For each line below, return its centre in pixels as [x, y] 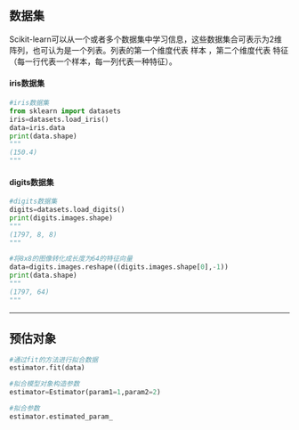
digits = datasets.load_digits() [67, 210]
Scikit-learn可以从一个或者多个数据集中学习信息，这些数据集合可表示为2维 [146, 39]
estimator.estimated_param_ [61, 417]
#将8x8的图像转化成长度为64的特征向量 [71, 259]
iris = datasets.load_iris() [59, 119]
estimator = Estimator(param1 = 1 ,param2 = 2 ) [85, 393]
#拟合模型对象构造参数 [44, 384]
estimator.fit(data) [48, 368]
